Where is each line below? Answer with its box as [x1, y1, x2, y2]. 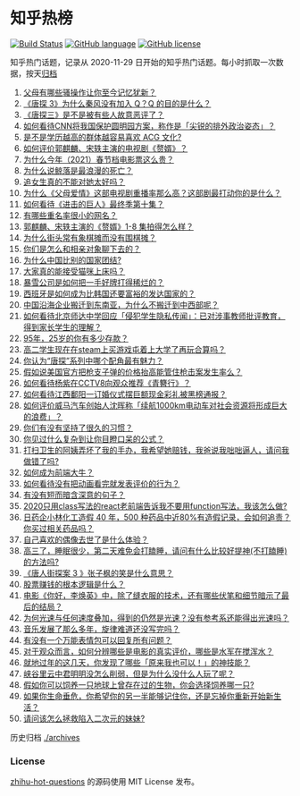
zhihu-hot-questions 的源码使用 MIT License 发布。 [10, 776, 200, 787]
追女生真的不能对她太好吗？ [22, 176, 126, 187]
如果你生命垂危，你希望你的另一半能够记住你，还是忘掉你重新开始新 [22, 690, 274, 701]
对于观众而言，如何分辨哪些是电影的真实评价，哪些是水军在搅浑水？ [22, 646, 274, 656]
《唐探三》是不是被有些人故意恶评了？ [22, 109, 164, 120]
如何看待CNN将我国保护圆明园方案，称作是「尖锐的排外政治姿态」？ [22, 120, 276, 131]
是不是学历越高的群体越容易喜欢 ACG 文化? [22, 131, 182, 142]
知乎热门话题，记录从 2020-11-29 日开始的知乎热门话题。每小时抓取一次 [10, 56, 276, 67]
